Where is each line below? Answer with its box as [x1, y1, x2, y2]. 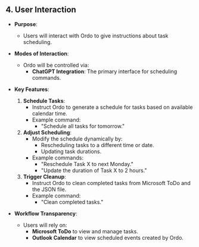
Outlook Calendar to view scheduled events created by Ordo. [32, 234, 184, 241]
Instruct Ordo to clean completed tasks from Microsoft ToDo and [32, 179, 191, 186]
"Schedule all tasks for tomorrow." [41, 122, 125, 130]
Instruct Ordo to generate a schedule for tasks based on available [32, 104, 193, 111]
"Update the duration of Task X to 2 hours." [41, 167, 147, 174]
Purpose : [14, 20, 38, 27]
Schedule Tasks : [23, 97, 66, 104]
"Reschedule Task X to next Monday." [41, 160, 133, 167]
